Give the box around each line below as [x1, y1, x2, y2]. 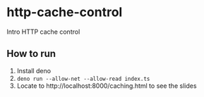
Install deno [16, 66, 51, 75]
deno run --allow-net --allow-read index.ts [16, 75, 150, 82]
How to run [6, 48, 56, 60]
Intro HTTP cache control [6, 27, 80, 36]
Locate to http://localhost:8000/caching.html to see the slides [16, 82, 197, 90]
